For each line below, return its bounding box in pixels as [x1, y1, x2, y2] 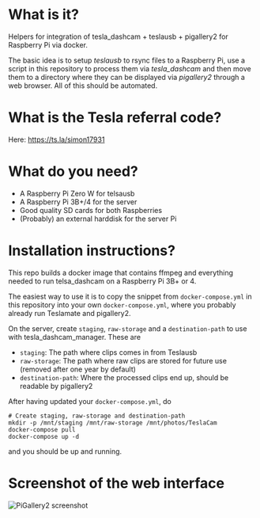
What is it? [8, 6, 80, 24]
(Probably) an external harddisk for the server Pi [19, 214, 177, 223]
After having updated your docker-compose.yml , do [8, 396, 171, 406]
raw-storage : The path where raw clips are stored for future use [19, 356, 228, 365]
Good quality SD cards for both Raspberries [19, 205, 163, 215]
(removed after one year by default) [19, 364, 137, 374]
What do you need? [8, 162, 138, 181]
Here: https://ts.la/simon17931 [8, 135, 105, 144]
